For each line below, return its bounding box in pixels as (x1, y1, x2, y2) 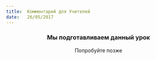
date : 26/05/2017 (6, 14, 54, 20)
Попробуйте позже (74, 46, 123, 54)
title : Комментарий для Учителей (6, 8, 91, 15)
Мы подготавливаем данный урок (46, 34, 151, 42)
